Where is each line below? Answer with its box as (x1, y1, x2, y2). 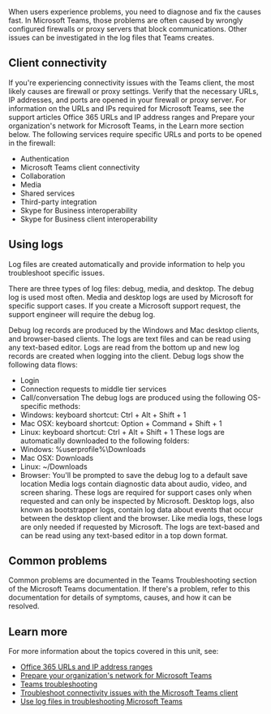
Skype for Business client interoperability (19, 214, 158, 224)
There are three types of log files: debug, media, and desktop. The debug (8, 283, 254, 293)
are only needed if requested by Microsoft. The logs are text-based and (19, 522, 260, 531)
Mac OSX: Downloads (19, 453, 94, 462)
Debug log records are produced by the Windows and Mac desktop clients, (8, 325, 260, 335)
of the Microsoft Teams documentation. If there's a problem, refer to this (8, 584, 251, 594)
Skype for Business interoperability (19, 205, 138, 215)
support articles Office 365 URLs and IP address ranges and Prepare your (8, 112, 256, 122)
